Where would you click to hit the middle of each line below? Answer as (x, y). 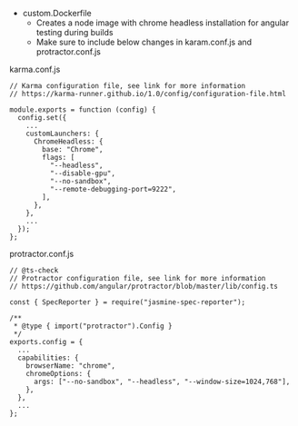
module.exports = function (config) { (83, 110)
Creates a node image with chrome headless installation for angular (162, 23)
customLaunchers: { (63, 134)
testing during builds (74, 32)
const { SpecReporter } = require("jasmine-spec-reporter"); (128, 302)
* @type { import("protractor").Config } (93, 326)
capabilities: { (48, 358)
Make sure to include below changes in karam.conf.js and (144, 42)
